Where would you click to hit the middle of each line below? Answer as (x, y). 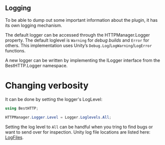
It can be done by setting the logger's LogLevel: (54, 99)
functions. (15, 50)
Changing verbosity (47, 86)
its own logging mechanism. (34, 25)
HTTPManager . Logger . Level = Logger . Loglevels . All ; (58, 117)
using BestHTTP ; (22, 108)
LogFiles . (14, 137)
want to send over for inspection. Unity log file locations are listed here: (78, 132)
